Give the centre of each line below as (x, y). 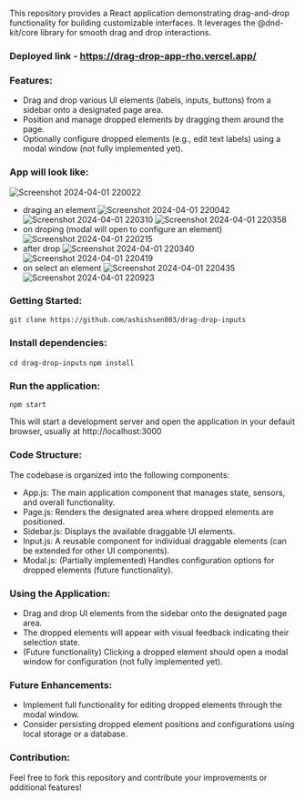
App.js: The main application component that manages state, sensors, (154, 492)
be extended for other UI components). (96, 551)
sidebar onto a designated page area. (93, 110)
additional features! (46, 787)
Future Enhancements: (61, 684)
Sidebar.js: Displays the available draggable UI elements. (129, 531)
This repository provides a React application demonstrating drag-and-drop (149, 13)
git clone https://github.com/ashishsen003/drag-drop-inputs (128, 319)
